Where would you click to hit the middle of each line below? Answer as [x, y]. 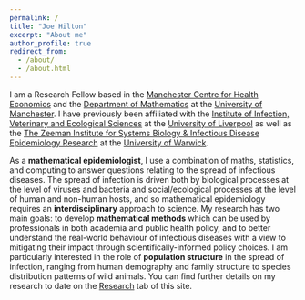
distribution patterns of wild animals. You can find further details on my [142, 276]
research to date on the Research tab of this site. [101, 285]
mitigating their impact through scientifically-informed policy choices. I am [149, 247]
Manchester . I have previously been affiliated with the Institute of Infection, [149, 114]
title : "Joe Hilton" [49, 26]
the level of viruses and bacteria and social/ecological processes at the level [152, 189]
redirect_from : [38, 52]
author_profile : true [51, 43]
